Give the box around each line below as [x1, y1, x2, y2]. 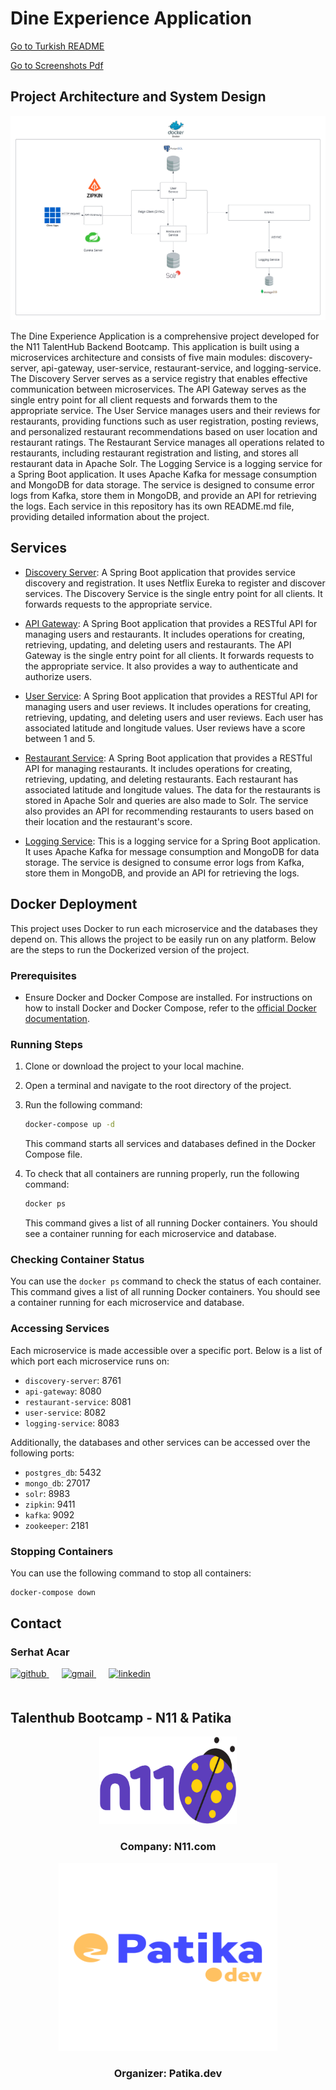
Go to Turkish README [10, 40, 105, 52]
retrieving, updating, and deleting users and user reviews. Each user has [24, 711, 324, 723]
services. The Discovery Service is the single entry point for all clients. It [24, 587, 323, 599]
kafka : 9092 [24, 1508, 75, 1521]
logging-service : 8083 [24, 1417, 120, 1429]
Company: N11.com [119, 1840, 217, 1854]
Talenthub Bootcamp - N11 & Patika [10, 1709, 232, 1726]
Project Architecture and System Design [10, 88, 267, 106]
